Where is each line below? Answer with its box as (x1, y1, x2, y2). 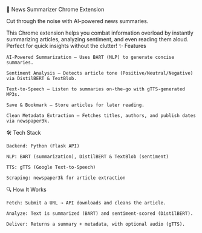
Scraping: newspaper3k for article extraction (6, 175, 126, 181)
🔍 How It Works (6, 186, 47, 193)
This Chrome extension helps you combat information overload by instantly (6, 29, 194, 36)
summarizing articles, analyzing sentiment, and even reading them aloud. (6, 36, 189, 42)
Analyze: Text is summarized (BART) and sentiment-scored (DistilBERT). (6, 211, 194, 217)
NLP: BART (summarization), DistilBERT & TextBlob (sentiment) (6, 154, 169, 160)
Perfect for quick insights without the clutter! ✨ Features (6, 42, 146, 49)
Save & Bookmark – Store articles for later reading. (6, 102, 145, 108)
